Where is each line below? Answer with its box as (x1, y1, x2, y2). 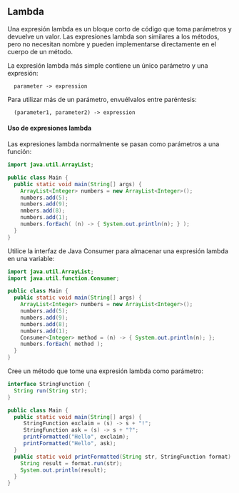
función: (7, 148, 32, 156)
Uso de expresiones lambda (7, 124, 92, 133)
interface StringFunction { (7, 381, 91, 388)
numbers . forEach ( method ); (20, 340, 103, 348)
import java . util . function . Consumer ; (7, 275, 120, 282)
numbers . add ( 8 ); (20, 320, 69, 327)
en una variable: (7, 254, 55, 263)
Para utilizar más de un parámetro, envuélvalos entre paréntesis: (7, 95, 198, 103)
